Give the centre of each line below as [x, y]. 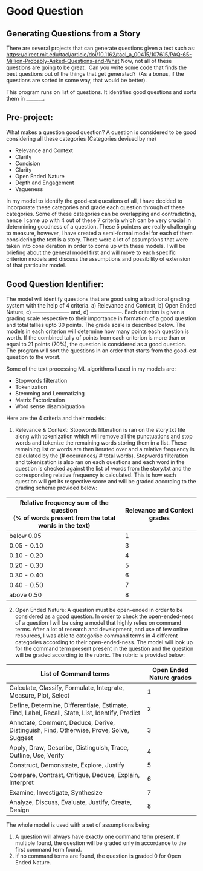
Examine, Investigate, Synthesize [56, 792]
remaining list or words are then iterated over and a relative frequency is [105, 449]
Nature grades [170, 678]
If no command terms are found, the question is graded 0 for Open [98, 856]
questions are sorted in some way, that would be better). [76, 80]
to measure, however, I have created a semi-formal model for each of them [100, 233]
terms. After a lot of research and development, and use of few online [101, 629]
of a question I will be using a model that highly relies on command [98, 622]
